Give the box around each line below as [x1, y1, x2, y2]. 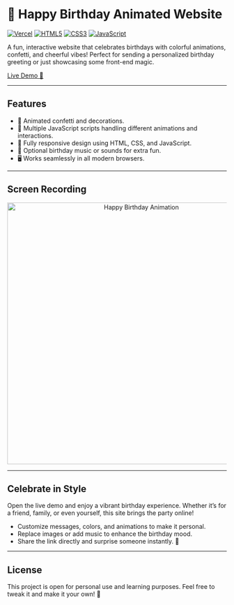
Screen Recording [7, 184, 87, 195]
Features [7, 98, 47, 110]
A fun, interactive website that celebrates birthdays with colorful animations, [7, 43, 226, 51]
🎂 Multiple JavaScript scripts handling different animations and [17, 124, 198, 132]
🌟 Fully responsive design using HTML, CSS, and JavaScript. [17, 139, 192, 147]
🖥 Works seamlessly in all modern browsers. [17, 154, 145, 163]
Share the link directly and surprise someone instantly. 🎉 [17, 537, 180, 546]
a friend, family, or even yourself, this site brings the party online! [7, 509, 194, 517]
